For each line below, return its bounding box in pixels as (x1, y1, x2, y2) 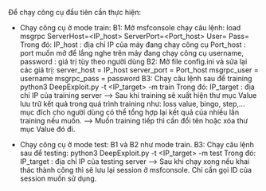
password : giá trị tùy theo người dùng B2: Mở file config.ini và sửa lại (19, 57, 248, 66)
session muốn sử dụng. (19, 173, 97, 183)
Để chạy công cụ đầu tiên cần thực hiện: (8, 8, 142, 17)
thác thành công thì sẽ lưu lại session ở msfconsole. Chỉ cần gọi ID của (19, 166, 252, 174)
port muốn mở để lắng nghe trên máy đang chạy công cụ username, (19, 49, 244, 57)
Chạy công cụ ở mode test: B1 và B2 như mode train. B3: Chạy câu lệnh (19, 140, 255, 149)
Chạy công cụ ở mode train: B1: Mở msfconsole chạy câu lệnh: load (19, 23, 241, 32)
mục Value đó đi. (19, 124, 76, 134)
